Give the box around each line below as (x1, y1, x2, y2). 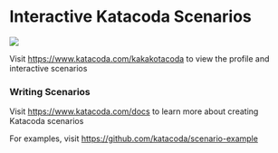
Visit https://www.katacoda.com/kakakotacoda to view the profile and (9, 53, 270, 64)
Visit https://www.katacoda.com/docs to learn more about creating (9, 106, 259, 117)
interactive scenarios (9, 62, 88, 73)
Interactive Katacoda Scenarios (9, 6, 252, 27)
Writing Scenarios (9, 85, 91, 98)
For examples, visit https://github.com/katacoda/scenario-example (9, 133, 258, 144)
